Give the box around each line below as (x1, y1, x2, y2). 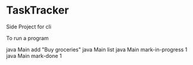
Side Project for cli (6, 23, 52, 30)
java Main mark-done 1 (6, 52, 62, 59)
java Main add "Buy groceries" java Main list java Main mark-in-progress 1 (6, 45, 188, 53)
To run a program (6, 34, 49, 41)
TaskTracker (6, 4, 69, 17)
